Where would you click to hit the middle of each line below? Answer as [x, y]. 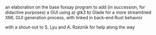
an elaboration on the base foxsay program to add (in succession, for [75, 7]
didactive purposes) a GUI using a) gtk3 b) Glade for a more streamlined [78, 12]
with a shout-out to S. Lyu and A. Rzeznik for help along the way [70, 27]
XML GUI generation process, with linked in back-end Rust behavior [74, 17]
